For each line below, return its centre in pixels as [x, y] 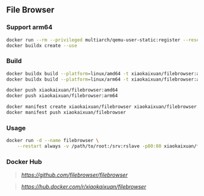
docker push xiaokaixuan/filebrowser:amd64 [62, 90]
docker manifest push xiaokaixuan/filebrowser [66, 113]
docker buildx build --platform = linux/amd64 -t [68, 73]
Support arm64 [29, 27]
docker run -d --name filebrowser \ [53, 141]
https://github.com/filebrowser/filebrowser [74, 175]
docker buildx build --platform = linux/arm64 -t [68, 79]
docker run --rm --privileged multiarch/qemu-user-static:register [93, 40]
